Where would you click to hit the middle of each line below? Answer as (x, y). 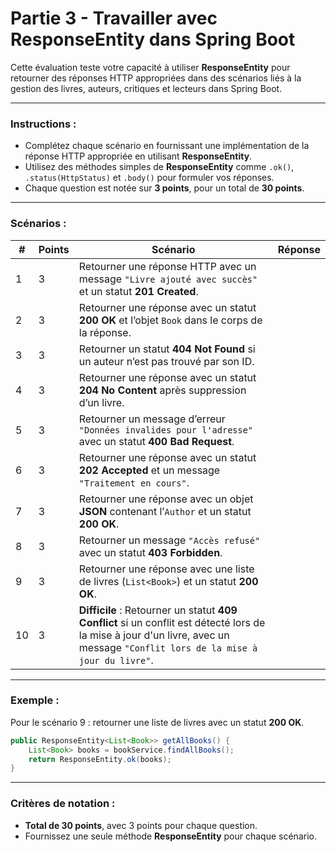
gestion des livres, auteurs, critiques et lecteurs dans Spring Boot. (146, 88)
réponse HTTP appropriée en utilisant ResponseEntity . (138, 156)
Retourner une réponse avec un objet (166, 499)
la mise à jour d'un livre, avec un (154, 635)
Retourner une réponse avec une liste (166, 569)
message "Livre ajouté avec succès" (168, 279)
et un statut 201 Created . (138, 291)
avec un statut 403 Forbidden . (150, 552)
